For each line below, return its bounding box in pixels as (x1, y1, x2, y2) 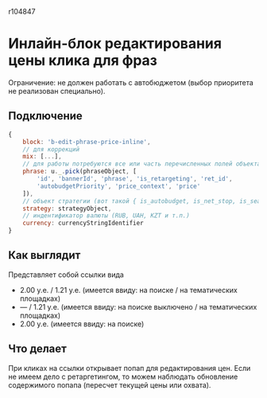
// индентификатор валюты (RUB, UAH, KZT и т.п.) (22, 212, 191, 220)
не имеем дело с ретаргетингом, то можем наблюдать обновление (8, 372, 238, 381)
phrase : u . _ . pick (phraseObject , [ (22, 167, 137, 176)
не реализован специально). (8, 86, 106, 96)
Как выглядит (8, 248, 81, 262)
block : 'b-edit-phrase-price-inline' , (22, 138, 151, 146)
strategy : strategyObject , (22, 205, 112, 213)
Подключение (8, 109, 83, 123)
